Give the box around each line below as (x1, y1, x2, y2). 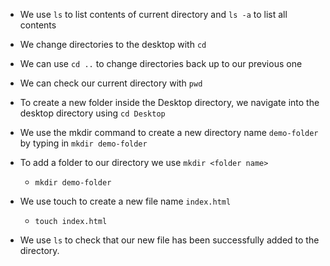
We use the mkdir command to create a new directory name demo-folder (19, 127, 319, 138)
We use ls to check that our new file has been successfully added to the (19, 234, 320, 246)
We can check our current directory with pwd (19, 77, 203, 89)
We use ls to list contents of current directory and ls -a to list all (19, 9, 288, 20)
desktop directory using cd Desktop (19, 107, 166, 119)
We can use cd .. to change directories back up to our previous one (19, 58, 303, 69)
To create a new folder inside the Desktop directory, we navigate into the (19, 97, 320, 108)
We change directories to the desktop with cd (19, 39, 207, 50)
